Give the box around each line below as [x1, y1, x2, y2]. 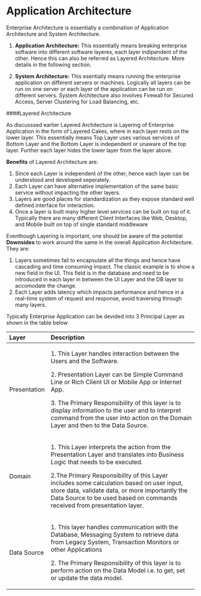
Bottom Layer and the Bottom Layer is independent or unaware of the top [6, 140, 187, 147]
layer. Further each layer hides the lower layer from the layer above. [6, 147, 173, 154]
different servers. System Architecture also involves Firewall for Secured [14, 92, 193, 99]
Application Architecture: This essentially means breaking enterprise [14, 42, 187, 49]
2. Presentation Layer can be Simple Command [50, 370, 183, 378]
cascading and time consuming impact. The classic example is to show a [14, 263, 195, 270]
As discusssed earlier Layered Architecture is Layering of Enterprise [6, 121, 175, 128]
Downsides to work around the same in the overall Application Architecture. [6, 238, 193, 246]
